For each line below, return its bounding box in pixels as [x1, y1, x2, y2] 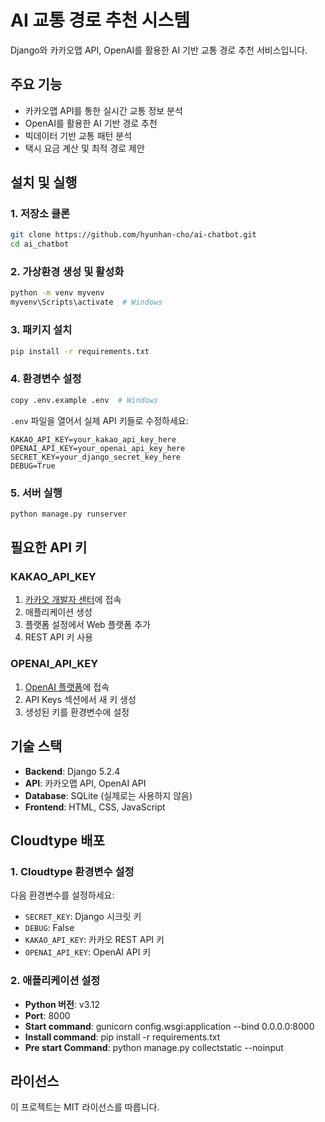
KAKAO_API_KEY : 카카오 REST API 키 [24, 934, 165, 946]
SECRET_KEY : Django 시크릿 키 [24, 911, 142, 923]
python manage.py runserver [10, 509, 128, 519]
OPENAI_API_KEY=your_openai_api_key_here [10, 443, 186, 453]
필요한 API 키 [10, 539, 88, 556]
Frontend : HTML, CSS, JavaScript [24, 801, 166, 813]
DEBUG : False [24, 922, 75, 934]
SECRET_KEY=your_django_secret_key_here [10, 452, 182, 462]
